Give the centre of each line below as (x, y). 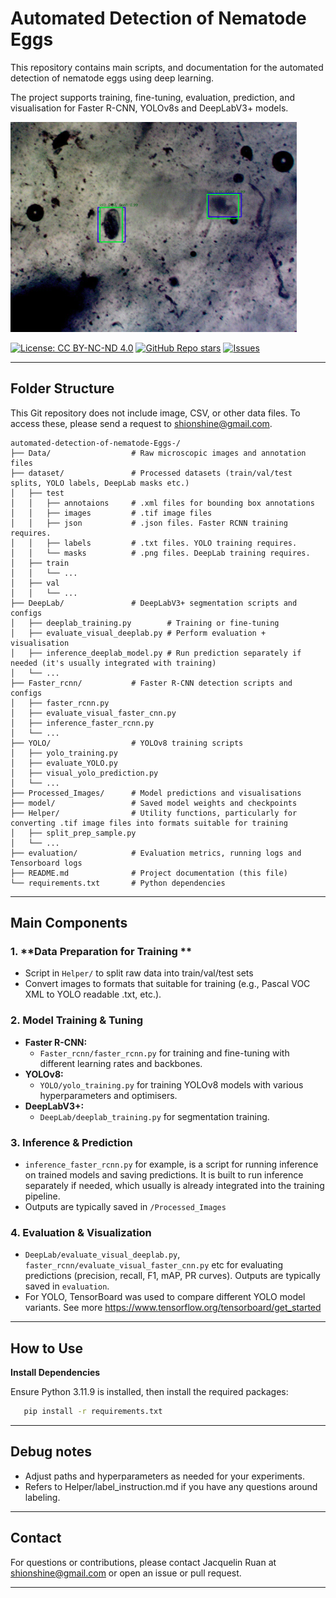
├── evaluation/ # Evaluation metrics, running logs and (156, 853)
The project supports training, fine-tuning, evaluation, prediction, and (153, 97)
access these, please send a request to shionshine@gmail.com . (141, 423)
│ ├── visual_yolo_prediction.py (84, 773)
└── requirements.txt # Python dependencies (118, 883)
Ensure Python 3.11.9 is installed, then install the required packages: (149, 1392)
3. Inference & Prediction (71, 1142)
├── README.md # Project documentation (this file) (149, 873)
